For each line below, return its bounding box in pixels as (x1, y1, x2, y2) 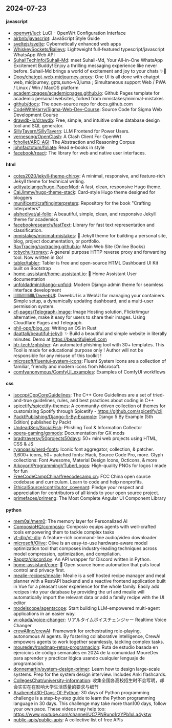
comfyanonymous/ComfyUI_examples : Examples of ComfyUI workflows (13, 368, 166, 375)
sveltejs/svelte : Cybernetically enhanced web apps (13, 40, 121, 47)
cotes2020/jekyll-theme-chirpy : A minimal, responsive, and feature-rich (13, 172, 165, 179)
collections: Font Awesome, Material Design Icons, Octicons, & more (13, 457, 158, 463)
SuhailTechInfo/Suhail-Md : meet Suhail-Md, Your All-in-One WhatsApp (13, 57, 163, 63)
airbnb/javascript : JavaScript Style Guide (13, 35, 100, 41)
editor (13, 600, 26, 606)
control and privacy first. (13, 567, 66, 573)
